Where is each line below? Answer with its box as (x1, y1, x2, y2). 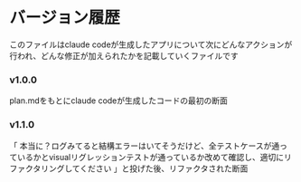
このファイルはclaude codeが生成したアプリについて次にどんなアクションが (9, 39, 293, 50)
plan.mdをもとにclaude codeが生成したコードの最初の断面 (9, 95, 229, 106)
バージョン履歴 (9, 7, 120, 28)
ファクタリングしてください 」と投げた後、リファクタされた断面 (9, 163, 249, 174)
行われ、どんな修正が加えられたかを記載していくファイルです (9, 50, 240, 61)
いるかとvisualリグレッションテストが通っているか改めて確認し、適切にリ (16, 151, 292, 162)
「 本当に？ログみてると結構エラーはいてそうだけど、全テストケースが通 (9, 140, 280, 151)
